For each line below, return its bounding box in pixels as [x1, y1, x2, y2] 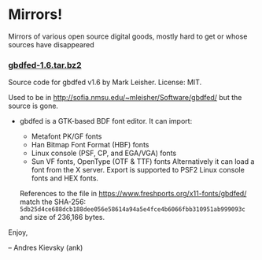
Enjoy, [8, 228, 28, 237]
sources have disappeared [8, 39, 94, 49]
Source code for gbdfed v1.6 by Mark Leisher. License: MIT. [8, 77, 202, 87]
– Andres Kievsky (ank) [8, 243, 83, 253]
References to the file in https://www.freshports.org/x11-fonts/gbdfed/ [19, 189, 247, 199]
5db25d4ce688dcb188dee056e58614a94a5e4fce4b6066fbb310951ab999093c [19, 206, 245, 214]
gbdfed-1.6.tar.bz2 [8, 59, 82, 70]
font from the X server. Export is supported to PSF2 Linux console [31, 165, 245, 175]
